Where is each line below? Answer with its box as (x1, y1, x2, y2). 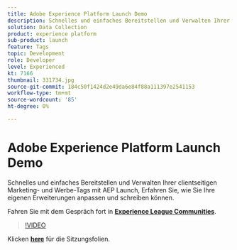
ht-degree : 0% (7, 103, 50, 110)
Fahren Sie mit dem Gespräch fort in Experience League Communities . (7, 207, 216, 215)
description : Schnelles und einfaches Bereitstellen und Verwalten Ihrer (7, 17, 231, 24)
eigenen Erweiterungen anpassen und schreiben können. (7, 193, 175, 202)
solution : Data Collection (7, 23, 87, 31)
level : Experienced (7, 63, 65, 70)
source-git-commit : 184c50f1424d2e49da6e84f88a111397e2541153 (7, 83, 195, 90)
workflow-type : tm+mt (7, 89, 72, 97)
